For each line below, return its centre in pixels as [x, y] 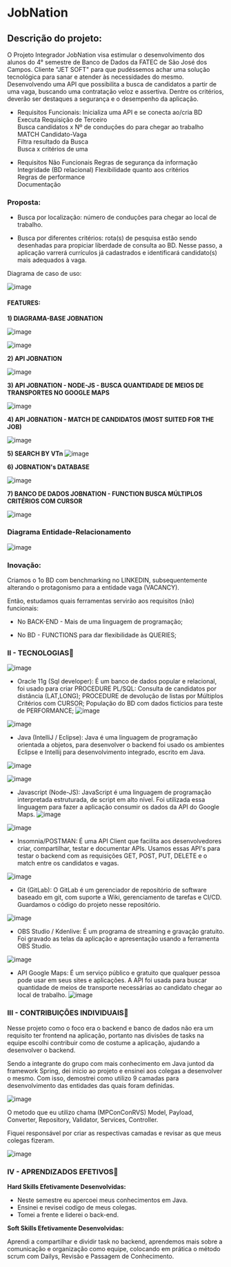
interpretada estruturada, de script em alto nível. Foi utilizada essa [111, 800]
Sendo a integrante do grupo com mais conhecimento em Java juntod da [111, 1063]
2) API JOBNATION [35, 358]
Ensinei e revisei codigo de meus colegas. [77, 1207]
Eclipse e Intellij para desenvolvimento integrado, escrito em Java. [111, 752]
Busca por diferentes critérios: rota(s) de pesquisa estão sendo [107, 238]
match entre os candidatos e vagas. [68, 863]
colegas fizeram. [31, 1140]
